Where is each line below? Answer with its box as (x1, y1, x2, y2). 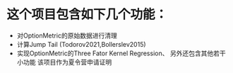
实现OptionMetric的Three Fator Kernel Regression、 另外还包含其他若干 (16, 49, 227, 57)
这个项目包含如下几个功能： (6, 6, 168, 23)
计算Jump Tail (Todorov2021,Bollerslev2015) (16, 40, 146, 48)
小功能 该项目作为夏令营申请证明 (16, 57, 112, 66)
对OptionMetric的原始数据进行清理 (16, 31, 117, 40)
